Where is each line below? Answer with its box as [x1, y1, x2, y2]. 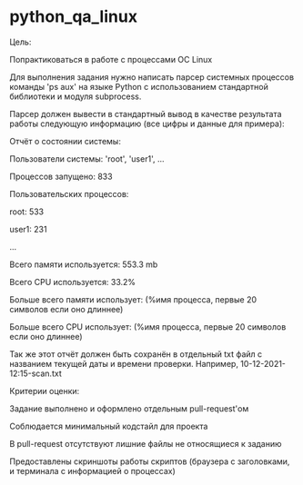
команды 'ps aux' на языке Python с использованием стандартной [9, 81, 268, 92]
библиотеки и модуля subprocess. [9, 91, 142, 102]
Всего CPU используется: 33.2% [9, 276, 136, 287]
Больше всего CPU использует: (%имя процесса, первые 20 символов [9, 321, 287, 332]
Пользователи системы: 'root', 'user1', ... [9, 153, 165, 164]
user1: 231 [9, 223, 47, 234]
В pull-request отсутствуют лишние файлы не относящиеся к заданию [9, 438, 282, 449]
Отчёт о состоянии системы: [9, 135, 121, 146]
